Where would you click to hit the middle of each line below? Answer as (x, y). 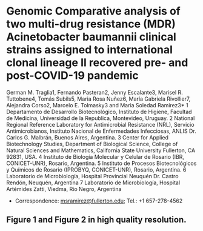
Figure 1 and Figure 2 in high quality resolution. (96, 220)
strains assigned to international (89, 50)
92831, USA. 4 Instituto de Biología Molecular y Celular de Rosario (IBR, (95, 156)
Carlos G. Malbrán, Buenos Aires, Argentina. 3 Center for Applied (87, 137)
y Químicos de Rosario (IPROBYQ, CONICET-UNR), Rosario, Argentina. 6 (96, 169)
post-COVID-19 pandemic (73, 75)
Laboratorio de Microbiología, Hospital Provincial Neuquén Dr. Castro (92, 176)
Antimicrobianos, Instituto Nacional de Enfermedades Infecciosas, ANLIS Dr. (101, 131)
